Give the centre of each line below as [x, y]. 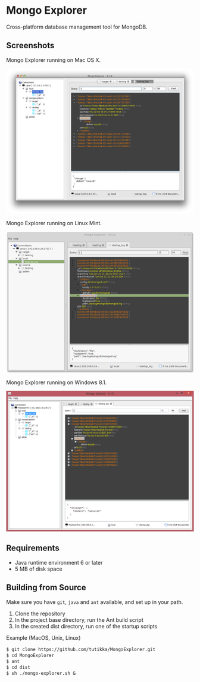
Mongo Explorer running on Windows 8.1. [57, 382]
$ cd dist [18, 667]
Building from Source [46, 588]
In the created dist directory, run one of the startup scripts [86, 626]
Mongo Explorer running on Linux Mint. [54, 223]
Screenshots [30, 46]
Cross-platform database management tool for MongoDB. [77, 27]
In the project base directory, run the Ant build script [79, 619]
